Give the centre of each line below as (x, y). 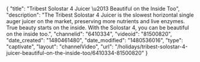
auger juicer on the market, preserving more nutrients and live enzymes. (95, 21)
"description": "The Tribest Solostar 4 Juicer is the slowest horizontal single (100, 15)
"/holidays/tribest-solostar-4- (151, 46)
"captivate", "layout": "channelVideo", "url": (60, 46)
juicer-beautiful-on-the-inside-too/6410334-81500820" (75, 53)
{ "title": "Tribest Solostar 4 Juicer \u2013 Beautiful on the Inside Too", (93, 9)
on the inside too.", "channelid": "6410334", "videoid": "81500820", (89, 34)
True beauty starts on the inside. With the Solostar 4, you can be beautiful (98, 27)
